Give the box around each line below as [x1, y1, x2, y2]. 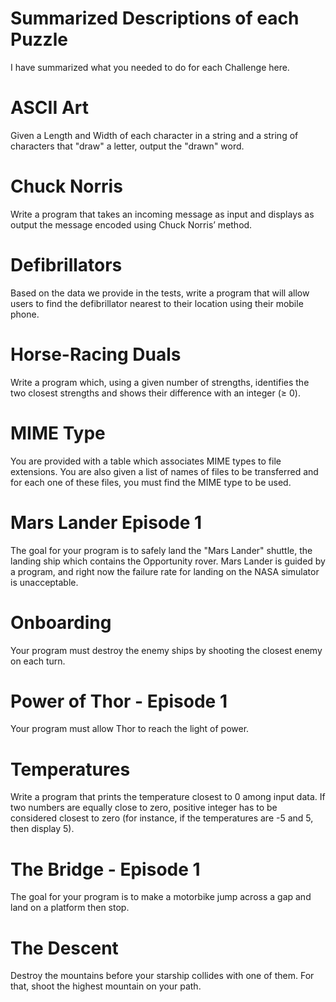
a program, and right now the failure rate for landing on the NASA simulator [10, 565, 320, 577]
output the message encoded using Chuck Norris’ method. [10, 218, 253, 231]
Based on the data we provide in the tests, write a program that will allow [10, 287, 310, 299]
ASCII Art [10, 97, 89, 119]
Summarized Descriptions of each [10, 7, 300, 30]
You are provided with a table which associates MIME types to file [10, 455, 282, 467]
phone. [10, 308, 40, 320]
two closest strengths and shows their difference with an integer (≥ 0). [10, 387, 301, 399]
